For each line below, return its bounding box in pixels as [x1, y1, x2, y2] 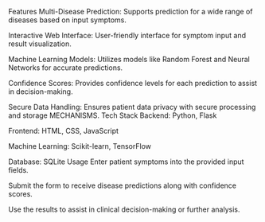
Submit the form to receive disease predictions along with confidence [8, 181, 237, 190]
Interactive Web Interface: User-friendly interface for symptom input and [8, 31, 247, 40]
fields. [8, 166, 29, 174]
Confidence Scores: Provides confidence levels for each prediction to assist [8, 79, 257, 88]
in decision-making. [8, 87, 73, 96]
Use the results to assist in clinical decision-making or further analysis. [8, 204, 240, 214]
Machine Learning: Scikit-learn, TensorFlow [8, 142, 151, 150]
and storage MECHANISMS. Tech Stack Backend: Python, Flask [8, 111, 217, 120]
